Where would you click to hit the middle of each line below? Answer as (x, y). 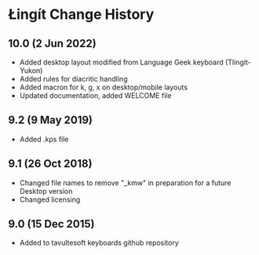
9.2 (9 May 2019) (50, 120)
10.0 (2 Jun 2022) (52, 44)
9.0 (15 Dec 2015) (51, 224)
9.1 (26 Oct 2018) (50, 164)
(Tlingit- (238, 62)
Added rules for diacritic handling (73, 79)
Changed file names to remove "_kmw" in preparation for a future (125, 183)
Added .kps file (44, 139)
